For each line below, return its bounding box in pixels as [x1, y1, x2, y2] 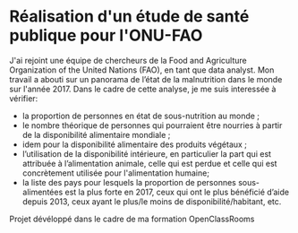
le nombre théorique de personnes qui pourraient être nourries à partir [21, 119, 283, 131]
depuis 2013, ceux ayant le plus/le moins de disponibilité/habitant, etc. [21, 195, 282, 207]
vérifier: [9, 92, 38, 104]
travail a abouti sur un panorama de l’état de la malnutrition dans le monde [9, 73, 283, 84]
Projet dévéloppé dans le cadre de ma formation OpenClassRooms [9, 213, 255, 224]
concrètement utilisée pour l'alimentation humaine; [21, 168, 210, 178]
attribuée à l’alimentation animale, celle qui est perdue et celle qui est [21, 158, 277, 168]
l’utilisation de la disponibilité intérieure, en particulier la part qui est [21, 148, 271, 159]
